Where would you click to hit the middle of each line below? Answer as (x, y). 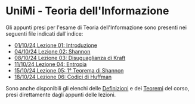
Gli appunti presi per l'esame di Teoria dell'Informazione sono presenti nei (96, 27)
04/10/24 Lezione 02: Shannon (52, 51)
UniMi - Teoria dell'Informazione (87, 11)
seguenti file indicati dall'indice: (44, 33)
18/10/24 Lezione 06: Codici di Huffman (63, 77)
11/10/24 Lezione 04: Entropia (50, 64)
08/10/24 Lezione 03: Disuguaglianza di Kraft (70, 58)
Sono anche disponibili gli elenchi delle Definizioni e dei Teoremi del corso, (97, 88)
